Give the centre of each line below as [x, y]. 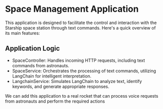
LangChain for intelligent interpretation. [52, 76]
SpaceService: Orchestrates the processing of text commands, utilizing [84, 71]
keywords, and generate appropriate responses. [61, 86]
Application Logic [33, 48]
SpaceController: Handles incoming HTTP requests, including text [79, 60]
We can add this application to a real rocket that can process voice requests [82, 96]
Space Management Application [72, 9]
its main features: [23, 33]
